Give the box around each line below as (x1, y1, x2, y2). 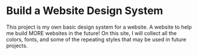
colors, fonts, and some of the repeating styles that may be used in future (6, 36, 187, 43)
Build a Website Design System (6, 4, 164, 18)
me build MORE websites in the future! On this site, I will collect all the (6, 29, 177, 36)
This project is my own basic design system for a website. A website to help (6, 23, 192, 30)
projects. (6, 42, 28, 49)
